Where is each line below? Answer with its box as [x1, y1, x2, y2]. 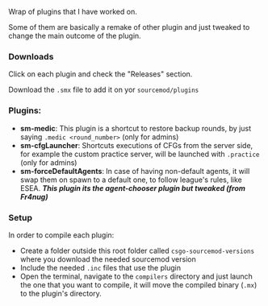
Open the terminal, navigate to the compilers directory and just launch [19, 271, 253, 281]
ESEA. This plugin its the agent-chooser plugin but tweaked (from [19, 183, 246, 192]
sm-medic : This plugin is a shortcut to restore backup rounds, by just [19, 123, 252, 133]
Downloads [8, 51, 54, 62]
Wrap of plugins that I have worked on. [8, 7, 137, 16]
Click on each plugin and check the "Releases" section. [8, 69, 193, 79]
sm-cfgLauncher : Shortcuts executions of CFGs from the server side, [19, 140, 253, 150]
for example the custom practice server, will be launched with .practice [19, 149, 260, 159]
